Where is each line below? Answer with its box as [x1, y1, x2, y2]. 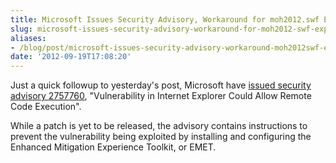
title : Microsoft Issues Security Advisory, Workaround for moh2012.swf [10, 14, 320, 25]
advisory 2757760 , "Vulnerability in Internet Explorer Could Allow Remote [10, 90, 312, 102]
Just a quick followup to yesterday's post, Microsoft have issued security [10, 79, 312, 91]
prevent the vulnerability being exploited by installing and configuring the [10, 131, 312, 143]
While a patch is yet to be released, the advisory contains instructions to [10, 120, 308, 132]
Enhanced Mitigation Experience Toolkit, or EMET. [10, 141, 217, 153]
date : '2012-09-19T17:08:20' [10, 52, 132, 62]
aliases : [10, 33, 47, 43]
